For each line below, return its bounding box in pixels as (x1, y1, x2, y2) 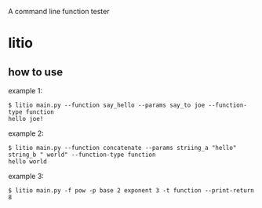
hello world (8, 158, 47, 166)
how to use (8, 65, 64, 78)
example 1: (8, 86, 43, 95)
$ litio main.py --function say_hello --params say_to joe (8, 101, 206, 109)
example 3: (8, 172, 45, 181)
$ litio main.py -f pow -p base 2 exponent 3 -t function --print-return (8, 187, 255, 195)
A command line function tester (8, 7, 110, 16)
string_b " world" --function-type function (8, 151, 156, 159)
